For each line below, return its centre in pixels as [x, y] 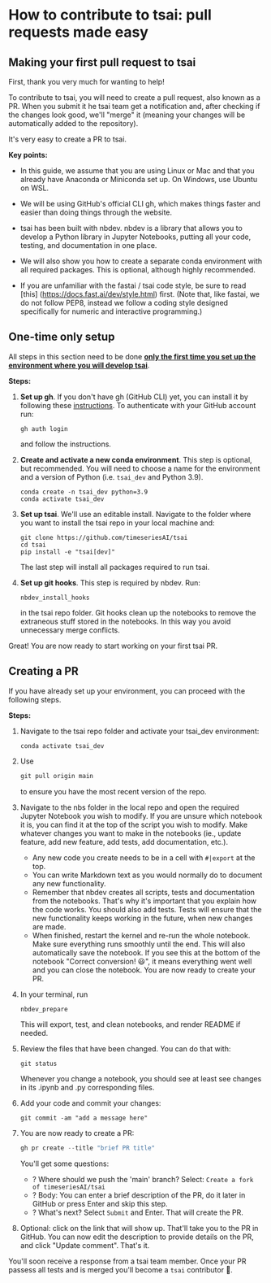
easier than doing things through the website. [96, 212]
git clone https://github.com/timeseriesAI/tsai [104, 537]
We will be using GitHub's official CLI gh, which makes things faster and [140, 204]
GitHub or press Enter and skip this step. [100, 1204]
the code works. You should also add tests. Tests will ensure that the [147, 909]
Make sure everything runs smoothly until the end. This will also [139, 944]
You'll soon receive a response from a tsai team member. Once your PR [127, 1261]
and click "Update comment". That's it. [85, 1246]
